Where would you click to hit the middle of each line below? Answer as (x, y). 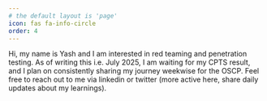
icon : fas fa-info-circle (52, 23)
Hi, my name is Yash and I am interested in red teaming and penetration (128, 54)
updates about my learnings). (58, 88)
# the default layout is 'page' (63, 16)
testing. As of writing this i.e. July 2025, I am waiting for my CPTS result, (129, 62)
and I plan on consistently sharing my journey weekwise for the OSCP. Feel (134, 71)
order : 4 (23, 31)
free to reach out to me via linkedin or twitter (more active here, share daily (133, 80)
